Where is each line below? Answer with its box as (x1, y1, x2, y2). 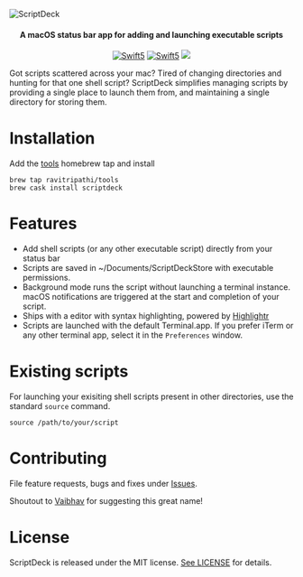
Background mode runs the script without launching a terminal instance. (22, 282, 291, 293)
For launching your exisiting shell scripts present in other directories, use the (9, 391, 294, 402)
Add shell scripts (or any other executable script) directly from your (22, 244, 273, 255)
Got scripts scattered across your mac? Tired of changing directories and (9, 68, 282, 79)
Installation (9, 128, 96, 149)
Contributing (9, 448, 107, 469)
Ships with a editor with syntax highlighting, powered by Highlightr (22, 311, 270, 321)
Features (9, 213, 78, 234)
